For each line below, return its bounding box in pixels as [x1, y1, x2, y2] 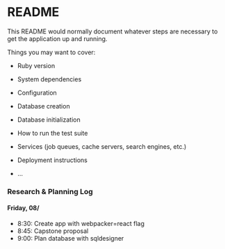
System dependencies [17, 74, 82, 83]
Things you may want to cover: [7, 48, 96, 56]
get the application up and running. [7, 34, 108, 42]
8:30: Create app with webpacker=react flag [17, 220, 144, 228]
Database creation [17, 102, 71, 110]
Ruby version [17, 61, 56, 70]
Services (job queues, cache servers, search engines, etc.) [17, 142, 187, 150]
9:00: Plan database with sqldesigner [17, 234, 124, 243]
